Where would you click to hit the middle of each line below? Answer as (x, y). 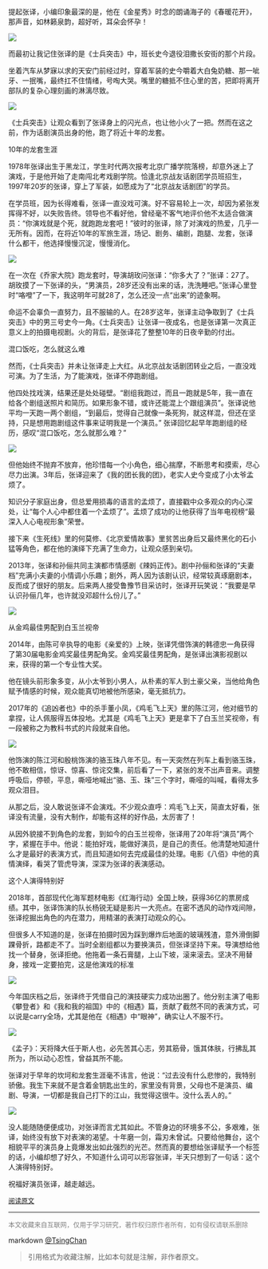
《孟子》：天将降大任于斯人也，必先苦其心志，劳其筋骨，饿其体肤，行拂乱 (129, 1048)
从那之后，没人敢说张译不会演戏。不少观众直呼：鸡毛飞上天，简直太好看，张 (134, 807)
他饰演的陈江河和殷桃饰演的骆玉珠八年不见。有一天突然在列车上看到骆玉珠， (134, 760)
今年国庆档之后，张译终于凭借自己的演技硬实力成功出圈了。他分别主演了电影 (134, 996)
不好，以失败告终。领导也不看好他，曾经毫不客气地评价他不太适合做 (134, 213)
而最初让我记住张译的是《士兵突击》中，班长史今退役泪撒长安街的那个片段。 (134, 53)
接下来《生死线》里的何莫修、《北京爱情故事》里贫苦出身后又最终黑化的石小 (132, 538)
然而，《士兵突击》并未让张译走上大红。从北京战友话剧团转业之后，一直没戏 (132, 366)
